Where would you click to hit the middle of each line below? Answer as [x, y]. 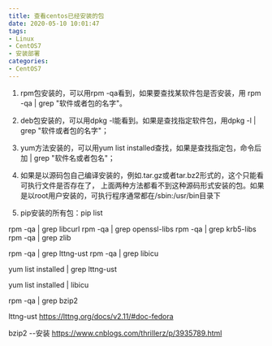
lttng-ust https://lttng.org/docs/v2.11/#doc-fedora [91, 316]
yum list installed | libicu [49, 284]
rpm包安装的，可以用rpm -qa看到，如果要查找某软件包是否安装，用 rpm [140, 93]
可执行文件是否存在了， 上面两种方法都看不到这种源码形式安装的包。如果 [142, 185]
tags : [17, 31]
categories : [28, 62]
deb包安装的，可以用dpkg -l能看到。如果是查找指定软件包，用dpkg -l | [138, 120]
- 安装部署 [24, 54]
